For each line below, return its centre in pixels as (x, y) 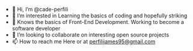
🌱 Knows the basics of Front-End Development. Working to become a (98, 22)
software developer (36, 28)
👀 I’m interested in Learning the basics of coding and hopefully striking (100, 16)
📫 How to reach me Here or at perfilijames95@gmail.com (84, 41)
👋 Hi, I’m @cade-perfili (40, 9)
